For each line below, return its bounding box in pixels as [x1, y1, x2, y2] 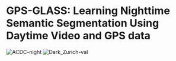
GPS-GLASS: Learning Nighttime [6, 4, 171, 18]
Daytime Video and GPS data [6, 29, 151, 42]
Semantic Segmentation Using [6, 16, 159, 30]
